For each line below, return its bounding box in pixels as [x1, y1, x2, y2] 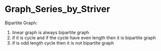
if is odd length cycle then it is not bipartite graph [12, 40, 114, 46]
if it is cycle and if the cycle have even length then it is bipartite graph [12, 35, 156, 41]
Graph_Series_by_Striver [5, 3, 110, 15]
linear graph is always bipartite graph [12, 29, 90, 35]
